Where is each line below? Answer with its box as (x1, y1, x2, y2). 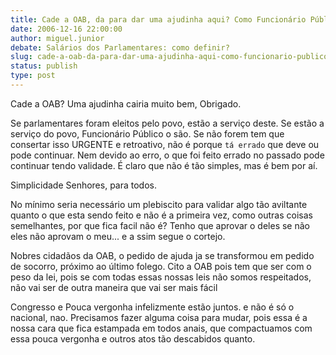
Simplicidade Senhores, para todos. (10, 179, 158, 191)
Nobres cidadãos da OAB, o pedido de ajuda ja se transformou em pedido (10, 249, 315, 261)
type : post (10, 71, 56, 81)
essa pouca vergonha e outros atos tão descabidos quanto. (10, 332, 256, 345)
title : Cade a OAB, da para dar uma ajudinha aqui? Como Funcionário (10, 14, 307, 25)
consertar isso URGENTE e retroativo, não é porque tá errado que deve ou (10, 138, 320, 150)
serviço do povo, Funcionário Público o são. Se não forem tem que (10, 127, 285, 140)
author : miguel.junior (10, 33, 105, 43)
